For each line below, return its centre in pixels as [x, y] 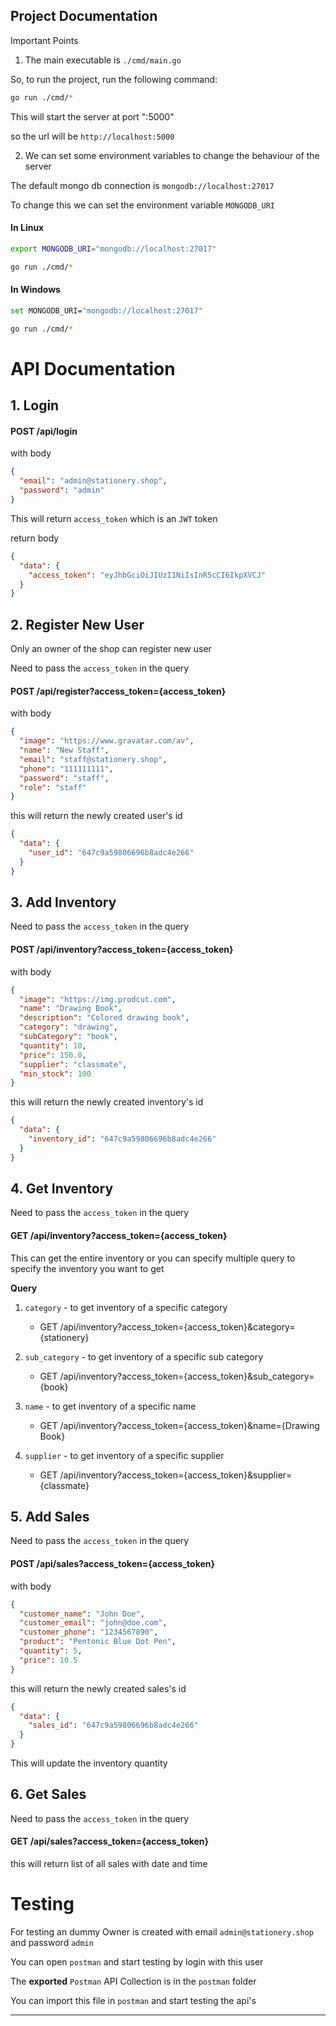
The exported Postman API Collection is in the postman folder [133, 1981]
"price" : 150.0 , [53, 1055]
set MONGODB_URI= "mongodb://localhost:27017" [106, 310]
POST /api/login [44, 431]
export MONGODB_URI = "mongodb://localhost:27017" [113, 249]
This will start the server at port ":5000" [92, 116]
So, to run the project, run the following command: [114, 79]
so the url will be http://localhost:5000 [92, 136]
